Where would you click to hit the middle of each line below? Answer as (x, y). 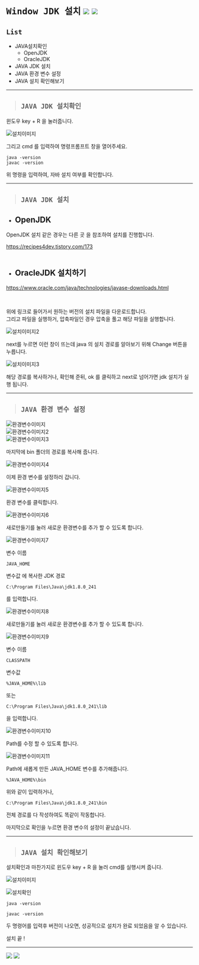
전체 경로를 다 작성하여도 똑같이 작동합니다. (56, 815)
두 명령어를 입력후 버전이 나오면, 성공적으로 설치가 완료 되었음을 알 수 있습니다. (97, 926)
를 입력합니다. (22, 599)
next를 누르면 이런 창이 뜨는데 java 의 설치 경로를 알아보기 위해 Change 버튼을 (97, 344)
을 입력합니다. (22, 718)
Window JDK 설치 (44, 12)
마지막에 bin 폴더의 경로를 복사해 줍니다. (53, 451)
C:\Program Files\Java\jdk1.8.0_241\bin (57, 803)
